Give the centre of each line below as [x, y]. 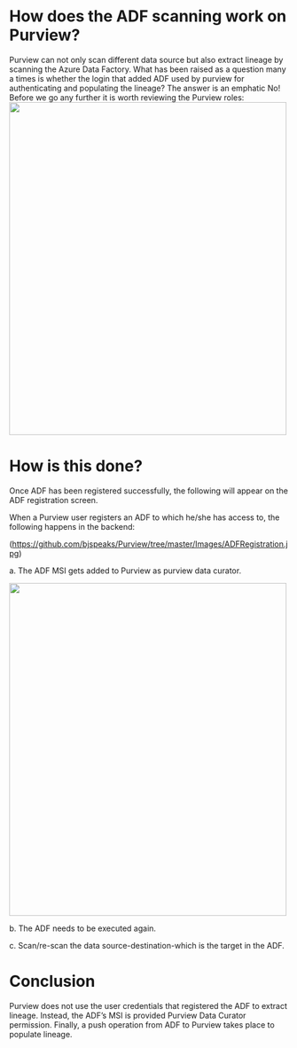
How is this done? [76, 466]
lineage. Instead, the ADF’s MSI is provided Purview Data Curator [128, 1015]
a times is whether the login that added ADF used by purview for [127, 78]
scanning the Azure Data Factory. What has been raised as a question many [148, 69]
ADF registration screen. [54, 500]
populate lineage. [41, 1034]
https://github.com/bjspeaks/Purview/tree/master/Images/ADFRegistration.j [150, 544]
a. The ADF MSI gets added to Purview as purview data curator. [125, 571]
